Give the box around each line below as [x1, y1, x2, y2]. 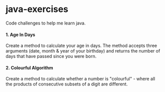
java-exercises [5, 3, 69, 15]
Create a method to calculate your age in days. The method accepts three [5, 42, 158, 48]
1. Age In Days [5, 31, 35, 37]
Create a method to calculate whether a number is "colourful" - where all [5, 76, 156, 82]
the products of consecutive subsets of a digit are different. [5, 81, 128, 87]
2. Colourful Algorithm [5, 64, 53, 70]
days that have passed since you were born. [5, 53, 97, 59]
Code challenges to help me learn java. [5, 20, 86, 26]
